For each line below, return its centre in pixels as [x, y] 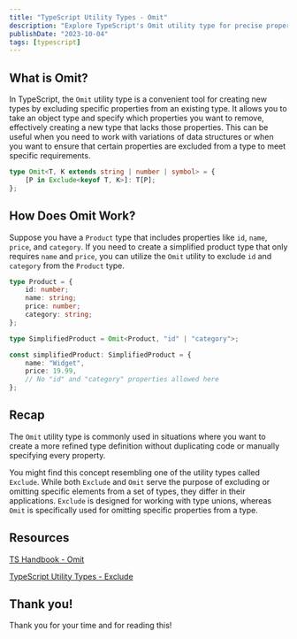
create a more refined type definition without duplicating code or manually [145, 446]
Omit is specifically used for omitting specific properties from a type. [133, 510]
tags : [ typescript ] [45, 42]
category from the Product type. [67, 266]
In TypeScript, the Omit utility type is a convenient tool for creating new [138, 99]
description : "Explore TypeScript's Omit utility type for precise [136, 26]
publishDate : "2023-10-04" [59, 34]
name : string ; [51, 298]
